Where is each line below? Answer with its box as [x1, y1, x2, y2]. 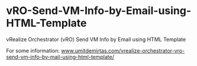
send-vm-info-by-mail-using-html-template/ [6, 53, 114, 60]
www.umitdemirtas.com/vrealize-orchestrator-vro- [61, 47, 185, 54]
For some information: [6, 47, 60, 54]
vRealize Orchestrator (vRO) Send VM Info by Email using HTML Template [6, 36, 186, 43]
